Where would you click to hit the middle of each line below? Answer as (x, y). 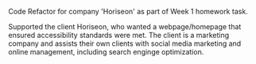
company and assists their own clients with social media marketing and (125, 43)
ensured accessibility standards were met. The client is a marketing (119, 35)
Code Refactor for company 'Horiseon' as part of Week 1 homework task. (128, 11)
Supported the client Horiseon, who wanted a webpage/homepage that (125, 26)
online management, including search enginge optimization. (106, 52)
